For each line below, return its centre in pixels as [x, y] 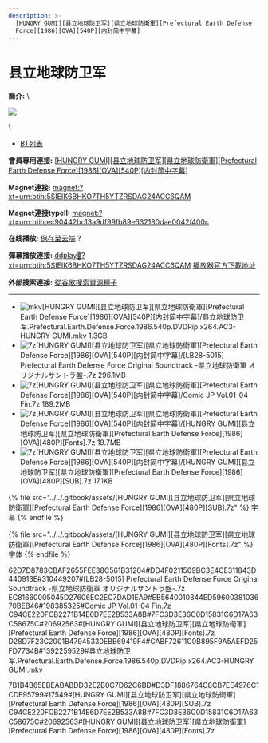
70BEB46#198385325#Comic [57, 606]
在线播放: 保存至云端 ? [45, 238]
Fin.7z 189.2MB [45, 404]
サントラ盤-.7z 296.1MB [87, 375]
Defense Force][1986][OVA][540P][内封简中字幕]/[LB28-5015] [122, 356]
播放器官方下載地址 [224, 265]
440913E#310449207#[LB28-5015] [67, 579]
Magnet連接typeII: [39, 213]
